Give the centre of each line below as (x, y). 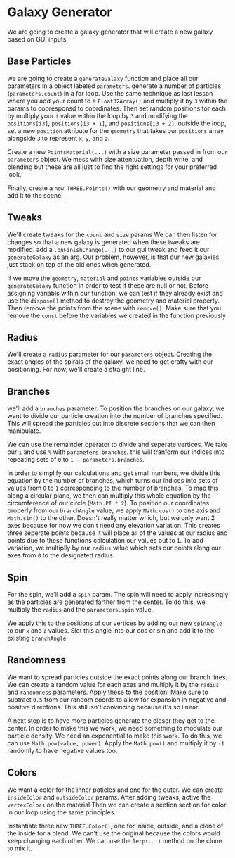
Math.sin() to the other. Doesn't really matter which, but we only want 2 (111, 518)
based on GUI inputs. (38, 39)
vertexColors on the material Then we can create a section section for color (117, 805)
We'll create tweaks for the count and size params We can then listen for (112, 234)
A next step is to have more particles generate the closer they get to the (111, 720)
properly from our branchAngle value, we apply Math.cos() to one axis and (114, 510)
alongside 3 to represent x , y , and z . (59, 138)
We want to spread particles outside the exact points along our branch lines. (117, 677)
